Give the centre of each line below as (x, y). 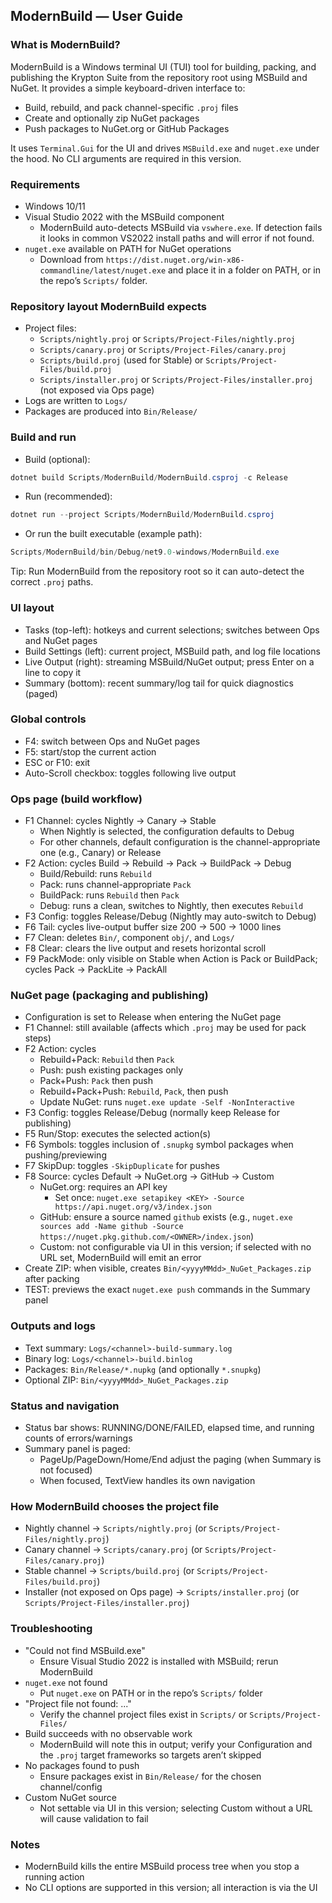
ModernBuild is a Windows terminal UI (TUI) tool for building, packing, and (163, 66)
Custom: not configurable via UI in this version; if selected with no (175, 1247)
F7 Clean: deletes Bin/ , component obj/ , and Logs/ (129, 938)
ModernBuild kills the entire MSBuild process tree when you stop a (162, 1866)
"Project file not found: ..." (78, 1703)
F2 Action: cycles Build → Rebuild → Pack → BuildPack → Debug (158, 863)
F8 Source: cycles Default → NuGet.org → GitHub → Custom (149, 1176)
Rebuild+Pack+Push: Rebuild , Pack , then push (134, 1091)
